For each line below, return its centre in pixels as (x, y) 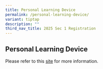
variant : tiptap (22, 19)
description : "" (22, 24)
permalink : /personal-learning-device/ (47, 15)
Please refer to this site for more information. (52, 61)
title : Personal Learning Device (40, 10)
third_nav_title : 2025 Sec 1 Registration (50, 29)
